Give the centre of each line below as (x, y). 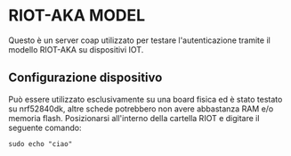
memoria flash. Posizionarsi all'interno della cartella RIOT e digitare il (134, 118)
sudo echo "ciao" (40, 144)
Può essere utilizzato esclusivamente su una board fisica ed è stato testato (145, 99)
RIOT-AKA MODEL (77, 16)
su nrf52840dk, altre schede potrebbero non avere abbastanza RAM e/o (141, 109)
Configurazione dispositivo (85, 78)
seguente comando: (45, 127)
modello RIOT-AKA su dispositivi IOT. (76, 49)
